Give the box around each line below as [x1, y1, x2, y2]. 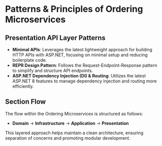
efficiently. [12, 83, 34, 89]
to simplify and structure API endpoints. [12, 68, 93, 73]
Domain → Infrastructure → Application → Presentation [12, 120, 129, 126]
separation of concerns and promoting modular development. [5, 135, 131, 141]
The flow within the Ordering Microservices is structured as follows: [5, 110, 143, 116]
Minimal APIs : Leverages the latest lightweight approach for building [12, 47, 152, 52]
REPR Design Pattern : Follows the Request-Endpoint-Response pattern [12, 63, 157, 68]
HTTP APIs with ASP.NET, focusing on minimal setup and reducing [12, 52, 148, 58]
